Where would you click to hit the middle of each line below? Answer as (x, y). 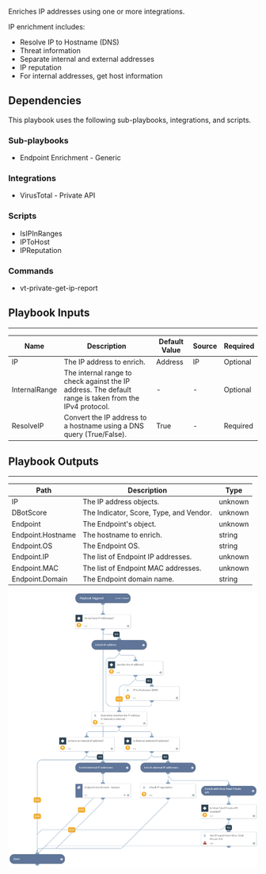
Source (205, 346)
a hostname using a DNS (104, 426)
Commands (31, 270)
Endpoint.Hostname (44, 535)
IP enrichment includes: (47, 27)
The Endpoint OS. (111, 546)
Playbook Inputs (49, 313)
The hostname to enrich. (122, 535)
